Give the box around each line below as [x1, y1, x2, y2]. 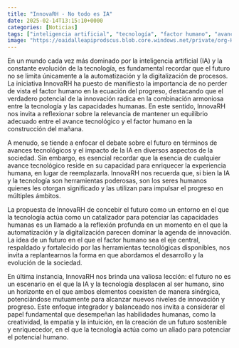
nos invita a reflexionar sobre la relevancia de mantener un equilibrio [7, 110, 208, 118]
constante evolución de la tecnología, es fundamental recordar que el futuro [7, 64, 230, 73]
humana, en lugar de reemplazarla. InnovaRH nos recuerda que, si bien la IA [7, 169, 230, 178]
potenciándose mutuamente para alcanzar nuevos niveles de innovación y [7, 295, 225, 304]
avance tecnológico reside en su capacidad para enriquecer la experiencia [7, 161, 226, 170]
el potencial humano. [7, 333, 69, 342]
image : [7, 37, 27, 44]
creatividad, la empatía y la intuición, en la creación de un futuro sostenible [7, 318, 228, 327]
